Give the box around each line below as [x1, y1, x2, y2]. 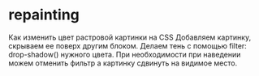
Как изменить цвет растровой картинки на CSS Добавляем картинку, [8, 32, 252, 42]
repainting [8, 6, 80, 24]
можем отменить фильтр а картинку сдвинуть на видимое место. [8, 58, 238, 68]
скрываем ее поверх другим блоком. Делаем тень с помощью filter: [8, 40, 248, 50]
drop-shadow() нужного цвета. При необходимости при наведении [8, 49, 241, 59]
